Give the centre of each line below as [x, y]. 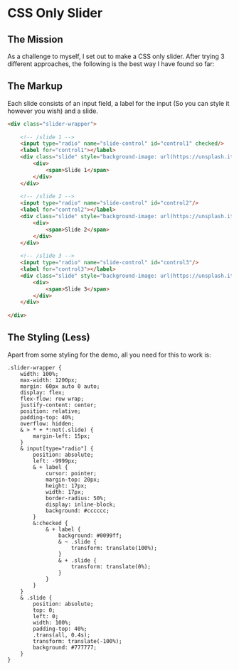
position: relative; [51, 411]
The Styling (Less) [49, 338]
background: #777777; [65, 647]
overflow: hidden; [47, 423]
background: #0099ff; [90, 535]
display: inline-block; [80, 504]
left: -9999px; [55, 461]
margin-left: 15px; [62, 436]
